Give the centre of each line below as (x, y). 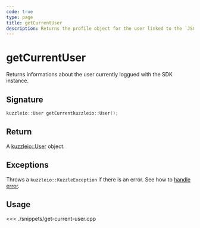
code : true (20, 12)
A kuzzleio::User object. (35, 146)
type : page (20, 17)
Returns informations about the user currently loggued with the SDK (90, 75)
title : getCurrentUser (34, 23)
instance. (18, 81)
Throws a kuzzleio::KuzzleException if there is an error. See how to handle (99, 179)
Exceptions (27, 165)
